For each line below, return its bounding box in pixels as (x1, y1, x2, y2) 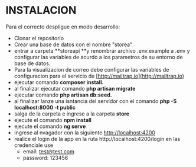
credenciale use (14, 142, 54, 149)
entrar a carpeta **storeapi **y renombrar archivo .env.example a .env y (14, 47, 190, 54)
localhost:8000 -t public (14, 104, 76, 111)
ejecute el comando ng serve (14, 123, 86, 130)
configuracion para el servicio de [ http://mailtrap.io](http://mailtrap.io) (14, 72, 184, 79)
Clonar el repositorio (14, 34, 64, 41)
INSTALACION (5, 4, 77, 17)
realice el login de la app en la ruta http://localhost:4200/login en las (14, 135, 181, 142)
